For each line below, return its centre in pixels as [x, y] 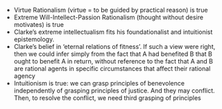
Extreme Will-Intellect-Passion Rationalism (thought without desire [108, 17]
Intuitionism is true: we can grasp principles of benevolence [99, 83]
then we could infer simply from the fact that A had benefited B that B [113, 54]
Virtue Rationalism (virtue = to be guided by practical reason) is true [111, 10]
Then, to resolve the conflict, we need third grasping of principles [107, 98]
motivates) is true [39, 24]
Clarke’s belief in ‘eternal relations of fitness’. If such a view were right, [114, 47]
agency [25, 76]
